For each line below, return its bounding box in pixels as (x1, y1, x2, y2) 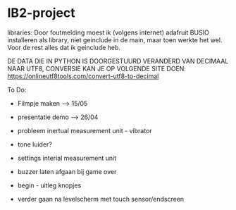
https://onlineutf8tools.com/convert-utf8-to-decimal (7, 72, 159, 80)
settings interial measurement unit (17, 154, 117, 162)
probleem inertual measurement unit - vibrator (17, 126, 153, 135)
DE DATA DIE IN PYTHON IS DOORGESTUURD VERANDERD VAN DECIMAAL (7, 56, 229, 65)
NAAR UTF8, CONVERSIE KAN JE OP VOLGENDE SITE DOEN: (7, 64, 187, 73)
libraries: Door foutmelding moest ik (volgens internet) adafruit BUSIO (7, 28, 209, 37)
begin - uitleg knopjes (17, 181, 82, 190)
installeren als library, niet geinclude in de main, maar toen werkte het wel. (7, 35, 223, 44)
